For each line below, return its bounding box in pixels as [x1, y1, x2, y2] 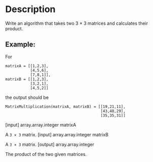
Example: [5, 40, 35, 49]
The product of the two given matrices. [5, 151, 87, 157]
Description [5, 4, 56, 15]
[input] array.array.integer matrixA [5, 122, 76, 128]
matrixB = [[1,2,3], [5, 77, 49, 82]
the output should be [5, 94, 49, 100]
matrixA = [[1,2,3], [5, 63, 49, 69]
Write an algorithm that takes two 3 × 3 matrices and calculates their [5, 20, 148, 26]
